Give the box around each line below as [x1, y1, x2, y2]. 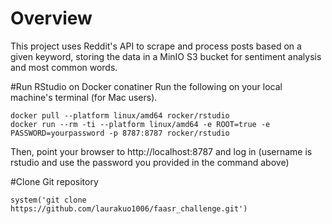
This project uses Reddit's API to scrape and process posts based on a [10, 40, 302, 52]
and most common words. [10, 61, 118, 73]
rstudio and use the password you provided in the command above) [10, 156, 290, 168]
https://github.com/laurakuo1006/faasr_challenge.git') [10, 203, 248, 214]
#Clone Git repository [10, 175, 99, 187]
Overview [10, 7, 93, 30]
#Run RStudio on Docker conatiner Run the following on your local [10, 80, 283, 92]
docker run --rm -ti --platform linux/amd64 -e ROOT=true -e [10, 119, 271, 129]
